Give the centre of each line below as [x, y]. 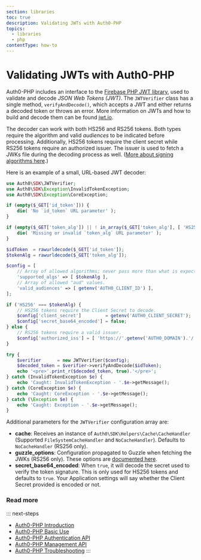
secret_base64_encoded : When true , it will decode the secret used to [102, 466]
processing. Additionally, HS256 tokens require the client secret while [92, 141]
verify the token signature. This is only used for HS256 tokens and [96, 472]
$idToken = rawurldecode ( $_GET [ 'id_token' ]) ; [65, 249]
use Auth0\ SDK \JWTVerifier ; [41, 183]
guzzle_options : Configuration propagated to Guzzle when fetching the [103, 453]
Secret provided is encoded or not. [58, 485]
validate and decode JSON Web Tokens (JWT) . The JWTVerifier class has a [100, 98]
